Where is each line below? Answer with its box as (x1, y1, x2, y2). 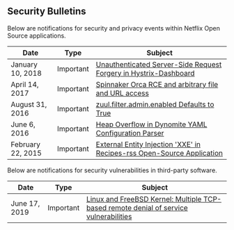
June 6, (10, 120, 36, 129)
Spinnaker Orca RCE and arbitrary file (95, 79, 219, 89)
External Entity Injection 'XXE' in (95, 139, 201, 149)
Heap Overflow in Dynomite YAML (95, 120, 208, 129)
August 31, (10, 99, 47, 109)
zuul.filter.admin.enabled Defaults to (95, 99, 214, 109)
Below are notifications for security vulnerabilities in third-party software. (7, 166, 217, 174)
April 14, (10, 79, 40, 89)
